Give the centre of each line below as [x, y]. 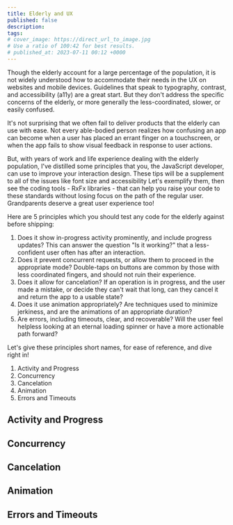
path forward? [37, 334]
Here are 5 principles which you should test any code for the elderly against [116, 216]
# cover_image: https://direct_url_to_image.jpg [79, 40]
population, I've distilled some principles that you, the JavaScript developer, [116, 166]
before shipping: [31, 224]
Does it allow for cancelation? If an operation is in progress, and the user [121, 282]
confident [31, 252]
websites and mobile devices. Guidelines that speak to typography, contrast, [117, 87]
